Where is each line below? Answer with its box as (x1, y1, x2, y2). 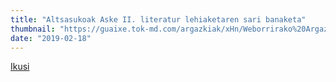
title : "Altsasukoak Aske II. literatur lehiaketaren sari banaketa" (10, 14, 307, 25)
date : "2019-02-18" (10, 33, 92, 43)
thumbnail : (10, 24, 56, 34)
